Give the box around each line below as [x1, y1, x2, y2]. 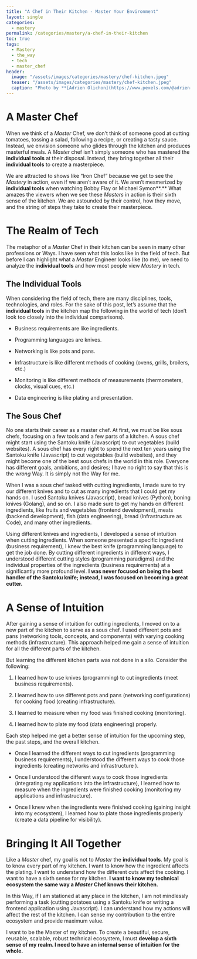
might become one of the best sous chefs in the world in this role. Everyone [6, 458, 189, 465]
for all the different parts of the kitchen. [6, 645, 101, 652]
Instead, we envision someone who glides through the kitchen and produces [6, 142, 191, 149]
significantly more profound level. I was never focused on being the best [6, 568, 184, 575]
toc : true [6, 36, 30, 42]
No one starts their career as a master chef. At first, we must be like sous [6, 427, 182, 434]
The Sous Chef [6, 411, 62, 421]
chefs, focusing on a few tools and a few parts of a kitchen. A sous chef [6, 433, 180, 440]
